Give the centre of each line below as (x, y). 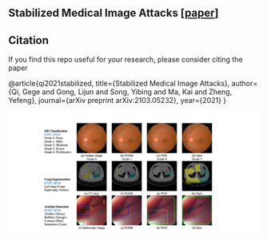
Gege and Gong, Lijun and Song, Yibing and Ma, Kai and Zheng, (128, 92)
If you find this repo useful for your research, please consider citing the (126, 60)
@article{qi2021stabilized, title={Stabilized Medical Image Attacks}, (119, 84)
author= (245, 84)
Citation (29, 40)
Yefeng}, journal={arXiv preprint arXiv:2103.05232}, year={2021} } (118, 101)
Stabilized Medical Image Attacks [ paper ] (114, 13)
